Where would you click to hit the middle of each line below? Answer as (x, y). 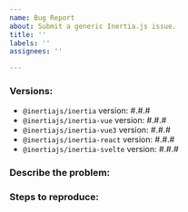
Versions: (31, 92)
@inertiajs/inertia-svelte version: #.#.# (100, 149)
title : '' (28, 34)
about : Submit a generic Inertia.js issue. (93, 26)
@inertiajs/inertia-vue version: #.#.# (94, 120)
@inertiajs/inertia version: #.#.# (86, 111)
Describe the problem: (60, 173)
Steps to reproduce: (54, 198)
